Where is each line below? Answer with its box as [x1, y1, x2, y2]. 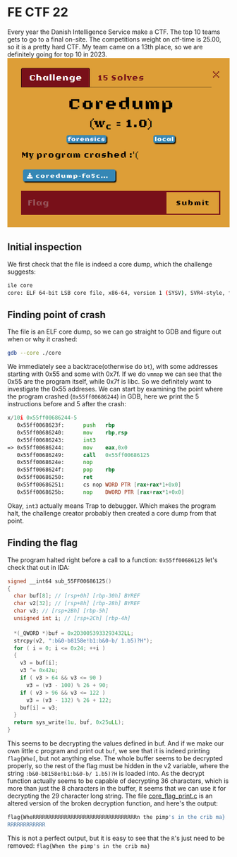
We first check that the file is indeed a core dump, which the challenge [7, 260, 213, 268]
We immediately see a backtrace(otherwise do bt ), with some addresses [7, 363, 219, 371]
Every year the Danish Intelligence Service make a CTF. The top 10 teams [7, 28, 221, 36]
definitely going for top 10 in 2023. [7, 50, 108, 59]
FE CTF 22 [7, 4, 68, 20]
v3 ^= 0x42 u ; [20, 667, 59, 674]
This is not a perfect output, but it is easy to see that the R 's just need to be [7, 834, 225, 842]
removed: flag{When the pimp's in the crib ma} [7, 841, 150, 850]
